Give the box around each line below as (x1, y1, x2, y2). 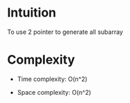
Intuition (7, 5, 57, 21)
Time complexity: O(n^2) (17, 75, 88, 83)
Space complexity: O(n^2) (17, 88, 91, 96)
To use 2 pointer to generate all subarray (7, 28, 123, 36)
